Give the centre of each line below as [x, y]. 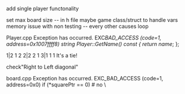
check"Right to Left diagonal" [42, 67]
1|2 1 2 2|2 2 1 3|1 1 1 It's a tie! [42, 55]
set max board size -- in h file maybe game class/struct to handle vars [92, 20]
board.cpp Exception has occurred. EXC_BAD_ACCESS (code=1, [85, 78]
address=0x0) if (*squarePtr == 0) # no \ [56, 85]
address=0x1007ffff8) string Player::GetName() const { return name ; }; [93, 44]
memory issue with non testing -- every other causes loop [77, 26]
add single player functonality [43, 9]
